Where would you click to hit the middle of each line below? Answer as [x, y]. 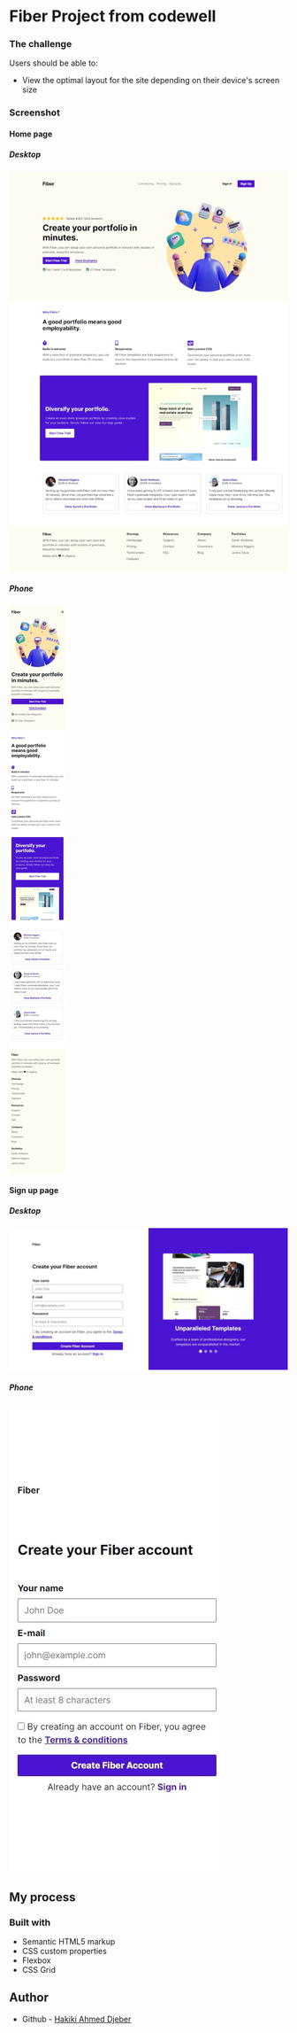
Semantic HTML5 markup [69, 1941]
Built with [30, 1922]
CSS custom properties [65, 1951]
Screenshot [34, 113]
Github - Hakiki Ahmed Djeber [76, 2019]
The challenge [41, 44]
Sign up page [34, 1191]
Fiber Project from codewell [113, 16]
